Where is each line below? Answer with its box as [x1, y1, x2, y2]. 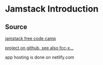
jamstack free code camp [5, 35, 56, 41]
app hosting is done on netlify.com [5, 54, 74, 60]
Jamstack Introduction [5, 3, 99, 15]
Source [5, 23, 28, 31]
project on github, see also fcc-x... [5, 45, 74, 50]
